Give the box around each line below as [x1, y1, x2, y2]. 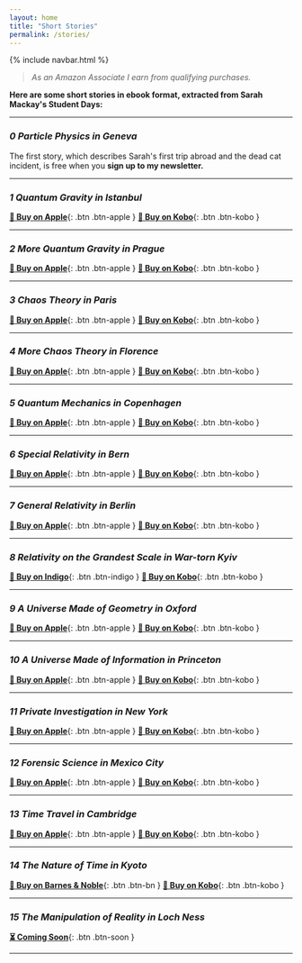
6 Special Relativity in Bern [9, 448, 130, 460]
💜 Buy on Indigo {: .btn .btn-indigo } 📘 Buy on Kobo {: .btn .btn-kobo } [9, 571, 263, 582]
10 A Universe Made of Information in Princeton [9, 654, 222, 667]
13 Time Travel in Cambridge [9, 808, 138, 821]
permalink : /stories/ [9, 30, 91, 39]
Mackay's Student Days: [9, 99, 103, 110]
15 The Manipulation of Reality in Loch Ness [9, 911, 205, 923]
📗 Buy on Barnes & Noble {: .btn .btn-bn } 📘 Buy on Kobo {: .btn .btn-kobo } [9, 879, 285, 890]
